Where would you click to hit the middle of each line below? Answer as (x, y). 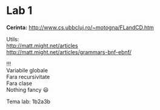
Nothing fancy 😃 (28, 89)
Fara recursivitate (28, 77)
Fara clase (19, 83)
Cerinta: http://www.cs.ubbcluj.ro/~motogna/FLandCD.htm (80, 27)
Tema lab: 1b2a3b (28, 101)
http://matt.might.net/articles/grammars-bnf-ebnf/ (69, 52)
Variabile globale (27, 70)
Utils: (13, 39)
